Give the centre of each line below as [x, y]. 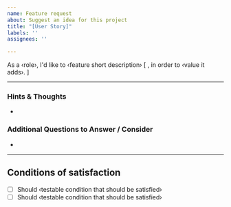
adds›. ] [18, 72]
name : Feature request [40, 13]
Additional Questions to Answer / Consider [80, 130]
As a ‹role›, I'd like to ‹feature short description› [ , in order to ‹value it [106, 65]
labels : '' [23, 33]
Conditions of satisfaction [64, 173]
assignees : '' [27, 39]
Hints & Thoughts [37, 97]
